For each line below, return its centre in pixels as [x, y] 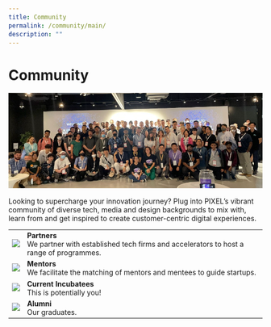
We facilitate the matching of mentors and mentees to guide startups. [142, 272]
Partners [42, 236]
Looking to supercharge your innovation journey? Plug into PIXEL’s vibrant [131, 201]
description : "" [35, 34]
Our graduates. [52, 312]
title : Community [38, 17]
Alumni [40, 304]
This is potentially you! [64, 292]
